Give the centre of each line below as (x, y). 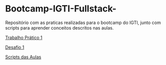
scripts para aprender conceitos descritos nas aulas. (59, 27)
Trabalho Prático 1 (24, 37)
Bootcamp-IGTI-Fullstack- (61, 9)
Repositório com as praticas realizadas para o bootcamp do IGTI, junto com (83, 22)
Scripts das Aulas (23, 57)
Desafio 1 (15, 47)
